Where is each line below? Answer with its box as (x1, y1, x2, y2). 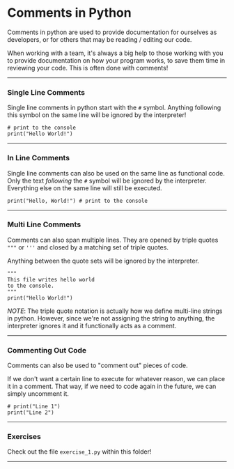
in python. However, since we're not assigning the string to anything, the (7, 314, 215, 322)
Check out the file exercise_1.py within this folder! (7, 447, 152, 456)
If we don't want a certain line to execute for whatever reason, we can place (7, 375, 225, 383)
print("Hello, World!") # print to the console (7, 197, 148, 204)
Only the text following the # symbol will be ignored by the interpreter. (7, 176, 207, 185)
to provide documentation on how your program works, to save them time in (7, 56, 226, 64)
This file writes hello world (7, 276, 95, 283)
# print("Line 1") (7, 403, 61, 410)
